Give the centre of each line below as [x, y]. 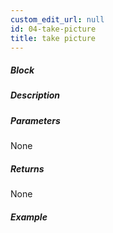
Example [29, 217]
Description [35, 95]
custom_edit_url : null [57, 19]
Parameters [35, 120]
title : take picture [53, 38]
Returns [27, 168]
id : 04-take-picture [53, 29]
